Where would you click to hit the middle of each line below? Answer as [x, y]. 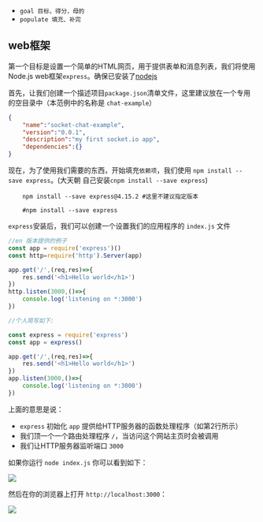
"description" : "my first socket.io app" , [91, 140]
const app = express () [45, 342]
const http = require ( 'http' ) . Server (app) [76, 255]
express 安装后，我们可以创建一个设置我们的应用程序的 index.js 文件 [119, 226]
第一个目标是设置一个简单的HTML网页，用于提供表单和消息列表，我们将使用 [132, 66]
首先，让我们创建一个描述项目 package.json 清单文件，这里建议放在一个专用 [129, 92]
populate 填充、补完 [50, 20]
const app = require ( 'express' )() [65, 248]
